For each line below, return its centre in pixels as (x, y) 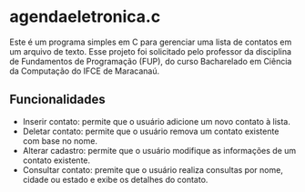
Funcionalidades (58, 100)
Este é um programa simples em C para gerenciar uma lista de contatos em (151, 42)
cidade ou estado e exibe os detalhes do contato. (115, 179)
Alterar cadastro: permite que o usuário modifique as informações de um (159, 150)
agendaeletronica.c (85, 17)
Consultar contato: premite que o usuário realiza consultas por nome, (153, 169)
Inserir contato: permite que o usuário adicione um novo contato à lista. (157, 121)
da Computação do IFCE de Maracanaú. (85, 71)
